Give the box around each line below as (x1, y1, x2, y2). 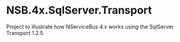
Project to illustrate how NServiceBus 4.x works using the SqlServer (6, 23, 174, 30)
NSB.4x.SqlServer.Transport (6, 4, 152, 17)
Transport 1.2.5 (6, 29, 44, 36)
